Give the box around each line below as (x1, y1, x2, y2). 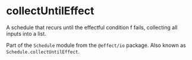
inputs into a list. (6, 30, 46, 37)
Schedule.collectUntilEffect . (6, 48, 80, 55)
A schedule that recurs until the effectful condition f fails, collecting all (6, 24, 178, 31)
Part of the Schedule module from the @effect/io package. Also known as (6, 42, 186, 49)
